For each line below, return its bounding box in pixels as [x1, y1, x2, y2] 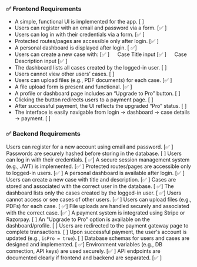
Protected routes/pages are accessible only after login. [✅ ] [14, 38, 159, 45]
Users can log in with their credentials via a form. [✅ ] [14, 31, 145, 38]
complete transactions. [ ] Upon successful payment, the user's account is [6, 228, 187, 235]
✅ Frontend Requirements [6, 5, 82, 13]
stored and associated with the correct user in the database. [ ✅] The [6, 182, 175, 190]
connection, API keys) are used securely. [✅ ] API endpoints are [6, 247, 161, 255]
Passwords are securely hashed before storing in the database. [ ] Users [6, 150, 182, 157]
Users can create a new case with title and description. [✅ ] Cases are [6, 176, 176, 183]
